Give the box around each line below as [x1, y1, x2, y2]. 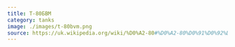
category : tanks [7, 17, 55, 23]
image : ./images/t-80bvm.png [7, 23, 92, 30]
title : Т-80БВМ [7, 10, 52, 17]
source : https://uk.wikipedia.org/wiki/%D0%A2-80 [7, 29, 155, 37]
